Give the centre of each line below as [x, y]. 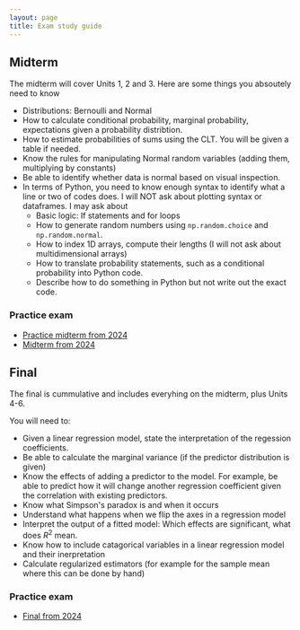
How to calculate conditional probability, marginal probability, [135, 120]
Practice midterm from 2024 [75, 335]
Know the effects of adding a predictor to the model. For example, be [150, 477]
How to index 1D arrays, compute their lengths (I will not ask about [158, 244]
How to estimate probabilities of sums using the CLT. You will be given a [155, 139]
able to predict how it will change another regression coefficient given [151, 486]
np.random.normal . [69, 235]
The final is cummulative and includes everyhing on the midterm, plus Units [149, 394]
